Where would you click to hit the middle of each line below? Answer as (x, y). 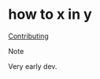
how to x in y (50, 14)
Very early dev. (33, 66)
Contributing (28, 36)
